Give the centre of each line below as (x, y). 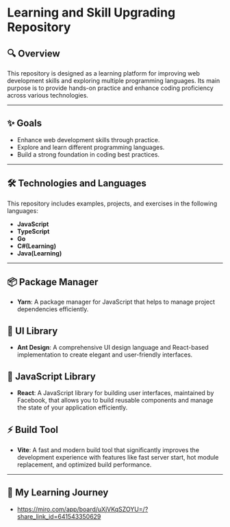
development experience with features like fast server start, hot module (118, 457)
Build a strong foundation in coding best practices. (88, 154)
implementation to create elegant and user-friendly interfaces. (105, 355)
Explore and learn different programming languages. (91, 147)
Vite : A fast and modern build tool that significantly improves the (108, 450)
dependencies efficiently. (53, 309)
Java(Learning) (39, 253)
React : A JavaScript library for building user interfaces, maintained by (115, 393)
